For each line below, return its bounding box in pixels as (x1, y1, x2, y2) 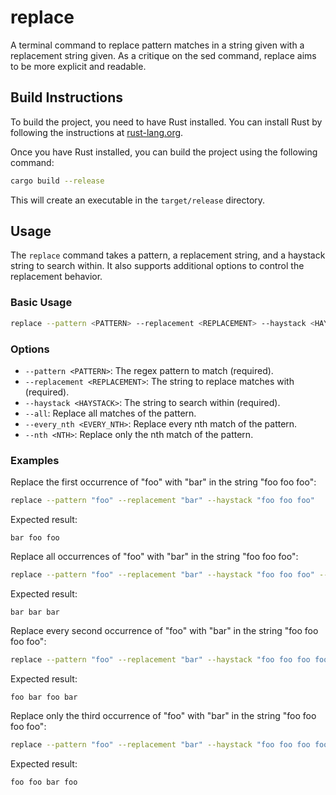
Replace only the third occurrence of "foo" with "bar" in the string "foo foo (10, 709, 317, 721)
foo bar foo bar (10, 692, 78, 702)
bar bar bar (10, 607, 60, 617)
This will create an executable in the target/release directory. (10, 194, 266, 206)
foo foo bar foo (10, 777, 78, 787)
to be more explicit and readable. (10, 60, 147, 72)
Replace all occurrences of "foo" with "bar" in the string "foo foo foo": (10, 551, 299, 563)
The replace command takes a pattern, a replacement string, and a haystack (10, 249, 326, 261)
